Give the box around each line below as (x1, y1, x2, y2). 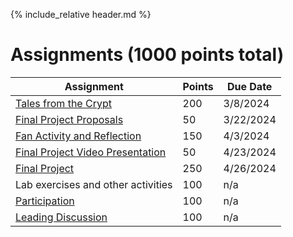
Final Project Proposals (15, 112, 124, 126)
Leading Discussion (15, 210, 108, 224)
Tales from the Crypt (15, 96, 112, 110)
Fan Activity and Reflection (15, 129, 142, 143)
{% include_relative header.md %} (10, 9, 152, 20)
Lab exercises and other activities (15, 177, 173, 191)
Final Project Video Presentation (15, 145, 167, 159)
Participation (15, 194, 75, 208)
